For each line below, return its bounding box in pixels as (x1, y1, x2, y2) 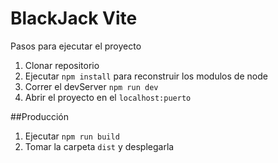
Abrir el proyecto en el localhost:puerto (24, 91, 192, 103)
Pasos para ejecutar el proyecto (10, 40, 142, 52)
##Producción (10, 110, 70, 122)
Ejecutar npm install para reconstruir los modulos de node (24, 70, 268, 82)
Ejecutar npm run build (24, 130, 120, 142)
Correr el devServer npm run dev (24, 80, 159, 92)
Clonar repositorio (24, 59, 100, 71)
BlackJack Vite (10, 7, 138, 30)
